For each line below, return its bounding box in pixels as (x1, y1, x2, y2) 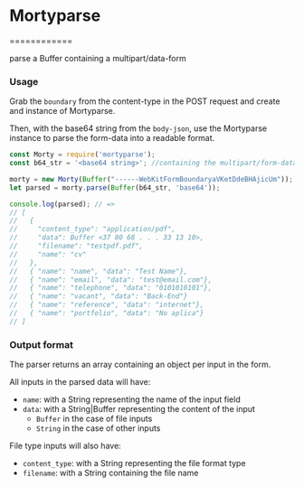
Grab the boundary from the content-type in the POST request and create (9, 96, 280, 107)
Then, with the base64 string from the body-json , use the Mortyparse (9, 123, 268, 134)
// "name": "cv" (9, 249, 88, 258)
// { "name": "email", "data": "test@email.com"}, (9, 275, 213, 285)
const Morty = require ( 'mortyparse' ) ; (9, 150, 156, 159)
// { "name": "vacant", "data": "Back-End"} (9, 292, 188, 301)
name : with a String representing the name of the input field (22, 394, 242, 405)
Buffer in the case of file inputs (35, 413, 153, 425)
